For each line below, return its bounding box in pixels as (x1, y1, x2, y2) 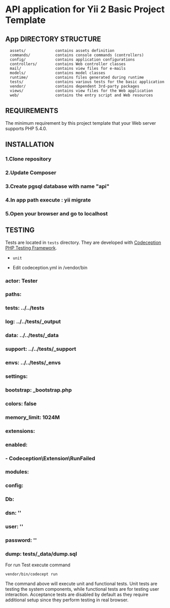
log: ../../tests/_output (5, 318, 61, 325)
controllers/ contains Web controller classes (10, 62, 126, 67)
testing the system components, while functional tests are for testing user (5, 586, 159, 592)
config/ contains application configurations (10, 57, 135, 62)
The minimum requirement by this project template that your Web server (5, 120, 156, 126)
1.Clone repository (5, 155, 52, 162)
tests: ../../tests (5, 305, 45, 312)
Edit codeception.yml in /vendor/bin (12, 264, 88, 270)
